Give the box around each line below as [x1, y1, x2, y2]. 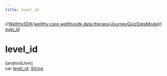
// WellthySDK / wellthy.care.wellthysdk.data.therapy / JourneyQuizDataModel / [5, 21, 161, 27]
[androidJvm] [5, 60, 33, 66]
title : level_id [5, 7, 39, 12]
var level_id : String [5, 65, 43, 71]
